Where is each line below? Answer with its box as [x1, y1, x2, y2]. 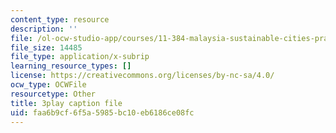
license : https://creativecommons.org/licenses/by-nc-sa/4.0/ [10, 71, 275, 81]
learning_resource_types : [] [10, 61, 132, 71]
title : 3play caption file [10, 98, 123, 108]
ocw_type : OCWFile [10, 80, 87, 90]
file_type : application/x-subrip [10, 52, 150, 62]
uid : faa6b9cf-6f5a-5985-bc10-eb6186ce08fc [10, 107, 195, 118]
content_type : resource [10, 14, 110, 25]
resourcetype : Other [10, 89, 97, 99]
